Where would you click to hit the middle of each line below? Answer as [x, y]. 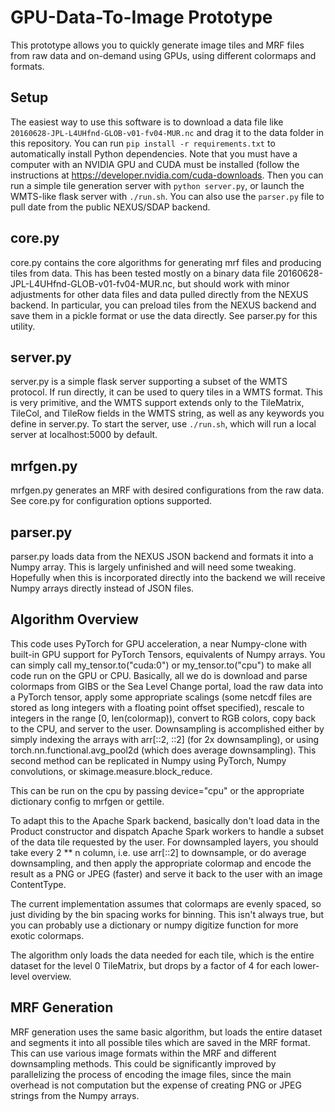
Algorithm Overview [74, 619]
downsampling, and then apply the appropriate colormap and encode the [161, 863]
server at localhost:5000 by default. [84, 435]
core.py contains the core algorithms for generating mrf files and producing [166, 262]
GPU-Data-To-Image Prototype [141, 17]
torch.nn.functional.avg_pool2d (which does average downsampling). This [163, 750]
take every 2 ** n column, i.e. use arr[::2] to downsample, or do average [158, 852]
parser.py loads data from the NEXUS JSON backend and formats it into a [162, 556]
